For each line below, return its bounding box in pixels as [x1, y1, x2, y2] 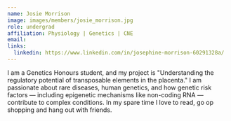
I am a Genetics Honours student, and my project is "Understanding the [7, 68, 214, 77]
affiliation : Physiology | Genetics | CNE [7, 29, 133, 37]
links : [7, 43, 27, 50]
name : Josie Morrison [7, 10, 71, 17]
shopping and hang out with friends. [7, 106, 112, 114]
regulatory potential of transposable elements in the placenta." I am [7, 76, 202, 84]
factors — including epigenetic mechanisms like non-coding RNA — [7, 90, 204, 99]
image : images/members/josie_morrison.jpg [7, 17, 133, 24]
